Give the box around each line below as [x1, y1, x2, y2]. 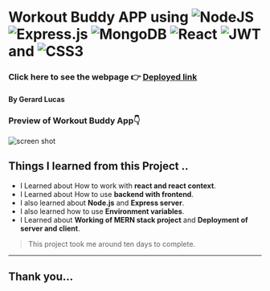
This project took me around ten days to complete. [27, 239, 195, 248]
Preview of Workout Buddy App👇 [8, 115, 141, 126]
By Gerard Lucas [8, 94, 65, 104]
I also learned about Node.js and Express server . [19, 198, 185, 207]
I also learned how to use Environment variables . [19, 206, 185, 216]
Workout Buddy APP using [8, 8, 189, 27]
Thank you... [8, 270, 74, 284]
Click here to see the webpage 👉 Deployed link [8, 72, 198, 83]
